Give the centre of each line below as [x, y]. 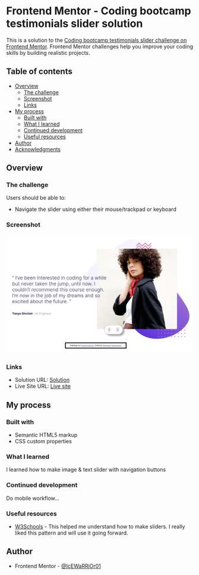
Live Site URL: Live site [43, 386]
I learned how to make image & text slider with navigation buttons [86, 470]
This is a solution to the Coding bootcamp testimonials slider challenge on [97, 40]
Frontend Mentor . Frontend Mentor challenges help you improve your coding [100, 46]
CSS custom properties [43, 442]
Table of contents [39, 72]
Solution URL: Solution [42, 380]
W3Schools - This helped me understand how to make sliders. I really [100, 527]
